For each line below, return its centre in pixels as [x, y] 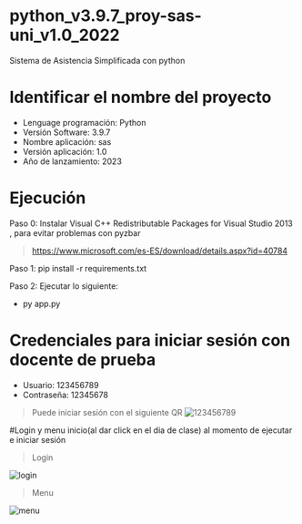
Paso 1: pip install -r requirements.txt [78, 268]
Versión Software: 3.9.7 [66, 132]
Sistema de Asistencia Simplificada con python [97, 60]
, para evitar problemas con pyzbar [75, 232]
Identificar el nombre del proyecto [141, 98]
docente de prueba [83, 360]
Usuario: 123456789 [60, 385]
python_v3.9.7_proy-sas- [106, 16]
